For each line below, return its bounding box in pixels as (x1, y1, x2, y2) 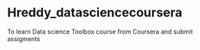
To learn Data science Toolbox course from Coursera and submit (7, 27, 193, 36)
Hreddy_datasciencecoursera (7, 5, 183, 21)
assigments (7, 34, 40, 42)
